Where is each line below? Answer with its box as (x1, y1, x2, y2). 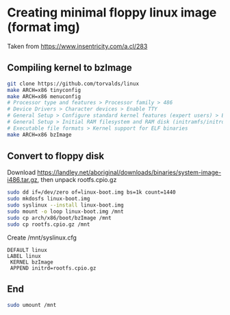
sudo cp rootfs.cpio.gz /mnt (7, 221, 90, 228)
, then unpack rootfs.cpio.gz (37, 176, 117, 184)
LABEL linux (7, 253, 41, 259)
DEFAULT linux (7, 246, 48, 253)
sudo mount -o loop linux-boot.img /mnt (7, 208, 125, 215)
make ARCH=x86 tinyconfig (7, 86, 81, 93)
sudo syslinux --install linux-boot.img (7, 202, 125, 209)
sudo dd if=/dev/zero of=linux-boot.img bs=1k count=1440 (7, 189, 176, 196)
